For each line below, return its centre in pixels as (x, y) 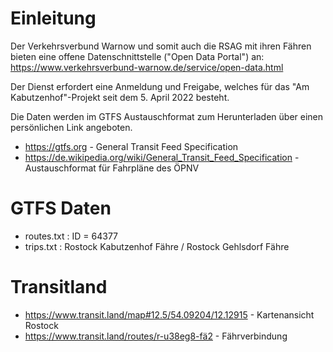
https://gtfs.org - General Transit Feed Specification (131, 146)
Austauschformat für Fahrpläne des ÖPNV (112, 168)
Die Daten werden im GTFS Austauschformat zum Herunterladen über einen (167, 116)
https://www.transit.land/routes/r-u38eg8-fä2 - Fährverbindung (156, 336)
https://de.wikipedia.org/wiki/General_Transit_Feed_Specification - (162, 157)
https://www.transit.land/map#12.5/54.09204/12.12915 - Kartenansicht (169, 314)
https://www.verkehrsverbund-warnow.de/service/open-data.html (147, 67)
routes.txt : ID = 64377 (71, 236)
